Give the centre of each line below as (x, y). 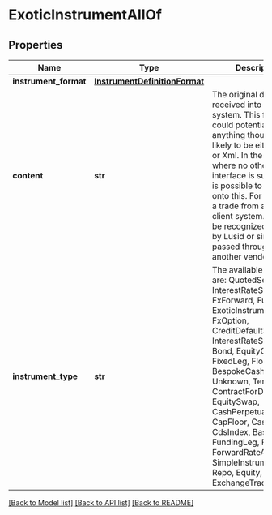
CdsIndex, (231, 432)
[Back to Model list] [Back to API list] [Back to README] (101, 503)
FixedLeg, (230, 361)
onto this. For (237, 196)
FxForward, (234, 300)
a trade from (235, 206)
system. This (236, 115)
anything (228, 135)
